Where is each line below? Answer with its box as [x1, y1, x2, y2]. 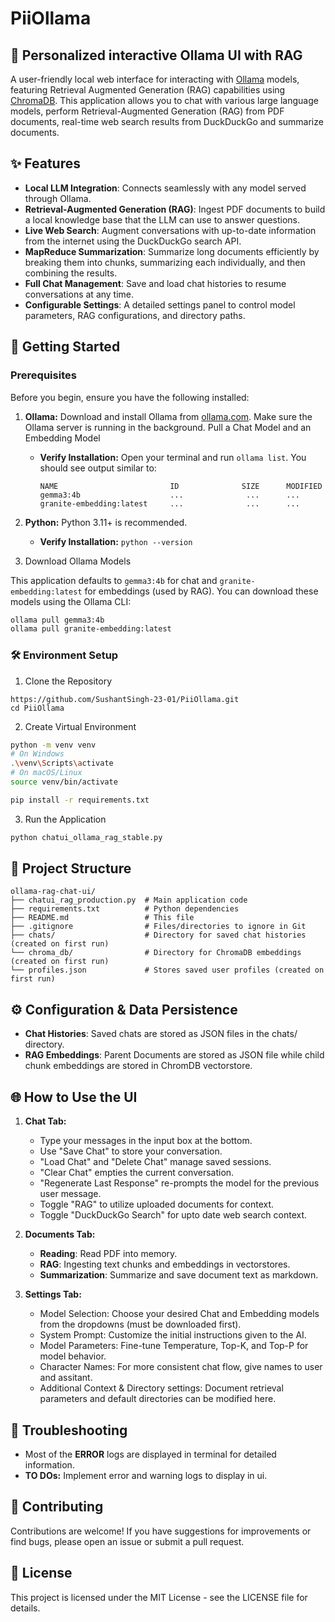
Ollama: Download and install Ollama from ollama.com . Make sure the [24, 410, 313, 422]
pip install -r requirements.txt [10, 795, 150, 805]
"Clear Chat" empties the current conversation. [39, 1167, 235, 1179]
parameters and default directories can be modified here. [39, 1393, 277, 1405]
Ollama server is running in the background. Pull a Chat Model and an [24, 421, 312, 433]
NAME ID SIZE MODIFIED [39, 481, 323, 491]
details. [10, 1602, 41, 1614]
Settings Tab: [24, 1288, 82, 1301]
